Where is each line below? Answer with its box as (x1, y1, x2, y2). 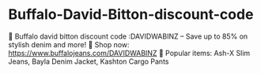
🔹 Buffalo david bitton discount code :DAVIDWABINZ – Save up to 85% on (8, 31, 248, 41)
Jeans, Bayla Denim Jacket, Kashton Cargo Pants (8, 57, 169, 66)
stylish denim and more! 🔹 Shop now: (8, 39, 130, 49)
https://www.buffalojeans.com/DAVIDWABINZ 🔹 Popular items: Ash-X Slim (8, 48, 251, 57)
